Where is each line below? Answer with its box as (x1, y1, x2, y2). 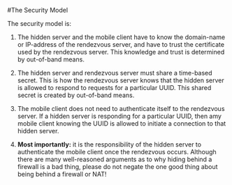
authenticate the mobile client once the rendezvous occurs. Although (17, 148, 217, 156)
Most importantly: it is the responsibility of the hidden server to (17, 140, 201, 149)
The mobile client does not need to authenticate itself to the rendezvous (17, 105, 225, 112)
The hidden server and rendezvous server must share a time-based (17, 69, 212, 77)
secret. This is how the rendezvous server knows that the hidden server (17, 76, 225, 84)
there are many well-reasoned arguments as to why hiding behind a (17, 155, 212, 163)
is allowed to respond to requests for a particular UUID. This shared (17, 84, 212, 91)
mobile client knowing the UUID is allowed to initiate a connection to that (17, 119, 226, 128)
